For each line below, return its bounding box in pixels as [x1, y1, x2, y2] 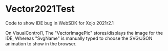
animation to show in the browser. [5, 40, 77, 46]
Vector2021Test [5, 3, 75, 15]
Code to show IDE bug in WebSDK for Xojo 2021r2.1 [5, 20, 114, 26]
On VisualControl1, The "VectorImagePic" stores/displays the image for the [5, 30, 163, 36]
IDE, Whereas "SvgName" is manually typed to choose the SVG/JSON [5, 35, 153, 41]
